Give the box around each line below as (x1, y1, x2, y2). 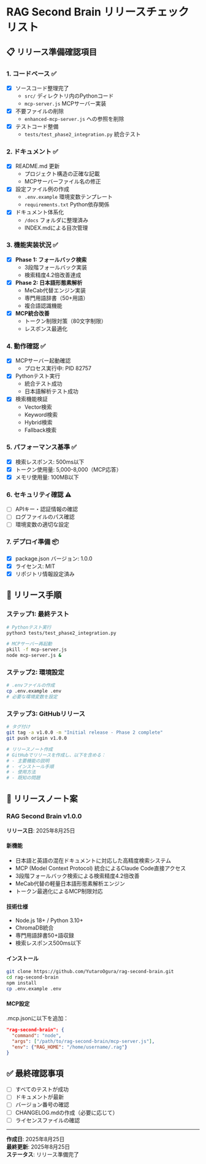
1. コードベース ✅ (6, 69, 57, 78)
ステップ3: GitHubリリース (6, 709, 86, 718)
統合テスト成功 (24, 380, 63, 387)
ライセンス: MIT (15, 562, 55, 570)
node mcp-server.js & (6, 653, 62, 659)
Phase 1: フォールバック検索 (15, 255, 87, 263)
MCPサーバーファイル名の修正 (24, 178, 101, 185)
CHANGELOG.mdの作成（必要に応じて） (15, 1109, 118, 1116)
